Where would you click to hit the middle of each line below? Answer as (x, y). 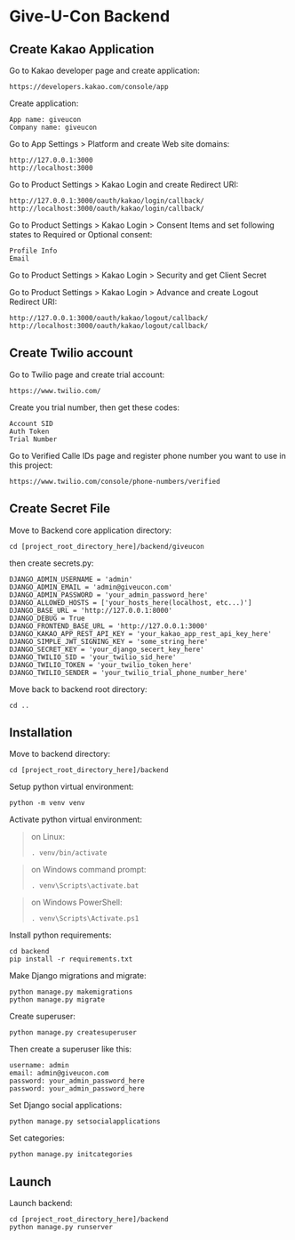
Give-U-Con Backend (90, 16)
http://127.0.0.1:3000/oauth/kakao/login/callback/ (107, 201)
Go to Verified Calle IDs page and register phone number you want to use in (148, 455)
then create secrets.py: (52, 563)
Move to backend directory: (60, 754)
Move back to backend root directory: (79, 689)
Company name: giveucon (53, 127)
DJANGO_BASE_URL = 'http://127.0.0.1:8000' (91, 610)
